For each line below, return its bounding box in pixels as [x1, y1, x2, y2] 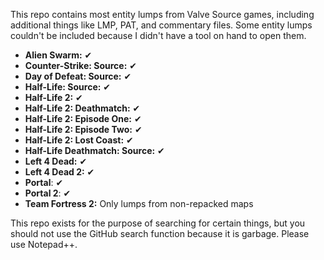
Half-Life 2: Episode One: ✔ [24, 113, 142, 124]
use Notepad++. [10, 239, 78, 250]
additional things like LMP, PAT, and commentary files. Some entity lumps [10, 19, 313, 31]
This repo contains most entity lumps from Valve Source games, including [10, 9, 315, 20]
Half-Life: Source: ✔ [24, 81, 112, 93]
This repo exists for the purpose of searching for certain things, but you [10, 217, 306, 229]
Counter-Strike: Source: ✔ [24, 60, 137, 71]
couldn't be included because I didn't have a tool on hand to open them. [10, 30, 307, 41]
